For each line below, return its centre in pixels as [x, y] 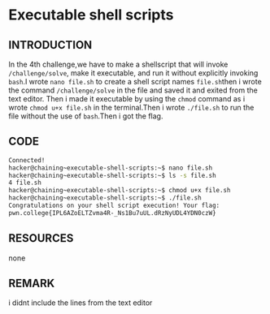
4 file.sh [25, 183]
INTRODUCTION [50, 45]
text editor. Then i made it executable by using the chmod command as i [127, 99]
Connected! [27, 160]
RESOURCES [41, 238]
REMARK [32, 284]
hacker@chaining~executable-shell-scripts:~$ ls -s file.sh [113, 175]
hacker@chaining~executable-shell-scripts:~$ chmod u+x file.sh [120, 191]
